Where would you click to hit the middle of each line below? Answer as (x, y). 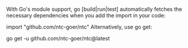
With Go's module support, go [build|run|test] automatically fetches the (94, 9)
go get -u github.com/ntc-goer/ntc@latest (58, 38)
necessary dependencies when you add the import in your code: (86, 15)
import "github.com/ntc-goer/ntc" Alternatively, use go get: (79, 27)
